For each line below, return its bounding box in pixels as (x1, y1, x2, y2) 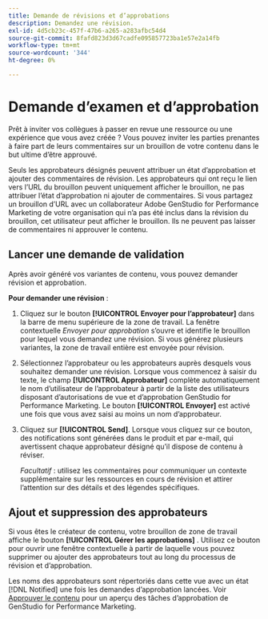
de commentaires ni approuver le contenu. (8, 225, 149, 234)
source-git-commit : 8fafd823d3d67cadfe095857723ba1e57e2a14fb (8, 34, 220, 42)
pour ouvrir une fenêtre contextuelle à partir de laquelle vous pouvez (8, 544, 235, 553)
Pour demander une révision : (8, 293, 109, 302)
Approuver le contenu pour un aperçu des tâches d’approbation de (8, 593, 229, 603)
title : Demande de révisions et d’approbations (8, 11, 170, 20)
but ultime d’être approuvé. (8, 150, 98, 159)
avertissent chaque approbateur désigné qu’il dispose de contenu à (19, 441, 243, 451)
